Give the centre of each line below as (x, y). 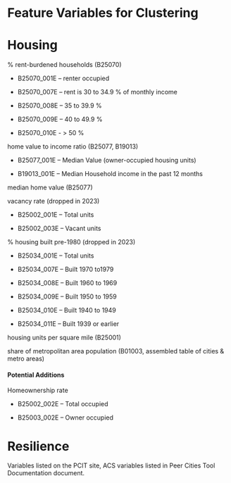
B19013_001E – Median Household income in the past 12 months (110, 174)
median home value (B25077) (50, 187)
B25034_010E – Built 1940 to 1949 (67, 310)
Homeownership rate (38, 390)
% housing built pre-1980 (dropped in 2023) (71, 242)
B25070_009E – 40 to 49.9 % (60, 119)
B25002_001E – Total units (56, 215)
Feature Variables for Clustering (103, 13)
